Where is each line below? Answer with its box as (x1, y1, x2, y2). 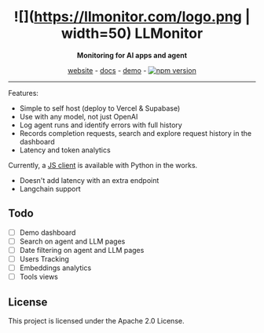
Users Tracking (19, 254, 69, 263)
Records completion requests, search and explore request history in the (19, 128, 252, 137)
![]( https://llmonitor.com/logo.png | (13, 8, 251, 26)
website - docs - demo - (68, 65, 147, 75)
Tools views (19, 272, 59, 282)
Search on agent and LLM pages (19, 236, 126, 246)
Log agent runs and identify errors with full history (19, 120, 182, 130)
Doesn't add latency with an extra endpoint (19, 175, 159, 185)
